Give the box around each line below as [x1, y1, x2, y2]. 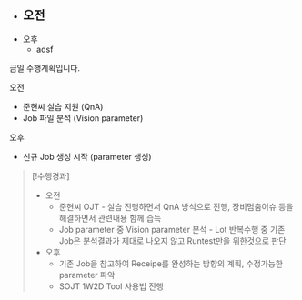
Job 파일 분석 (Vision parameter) [22, 112, 144, 124]
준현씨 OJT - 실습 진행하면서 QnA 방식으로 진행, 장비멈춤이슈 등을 [58, 201, 294, 212]
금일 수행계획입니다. [9, 62, 80, 74]
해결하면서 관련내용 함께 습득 [58, 212, 162, 224]
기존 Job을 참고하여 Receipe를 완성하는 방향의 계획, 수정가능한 [58, 257, 284, 269]
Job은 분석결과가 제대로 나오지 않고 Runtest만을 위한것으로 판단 [58, 235, 287, 246]
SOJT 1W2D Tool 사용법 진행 [58, 280, 164, 292]
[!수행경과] [31, 170, 70, 181]
